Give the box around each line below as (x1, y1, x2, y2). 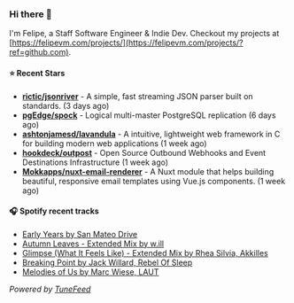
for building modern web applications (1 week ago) (21, 137, 207, 149)
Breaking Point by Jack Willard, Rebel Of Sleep (21, 257, 193, 268)
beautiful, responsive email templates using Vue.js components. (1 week (21, 175, 286, 186)
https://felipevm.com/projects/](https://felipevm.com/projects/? (12, 37, 244, 48)
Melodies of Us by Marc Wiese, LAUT (21, 266, 159, 277)
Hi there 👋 (9, 8, 53, 20)
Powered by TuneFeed (9, 284, 91, 294)
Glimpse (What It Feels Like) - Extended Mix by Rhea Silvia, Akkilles (21, 247, 268, 258)
